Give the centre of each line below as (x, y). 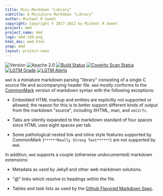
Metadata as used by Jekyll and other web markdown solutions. (77, 169)
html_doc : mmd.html (25, 42)
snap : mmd (15, 46)
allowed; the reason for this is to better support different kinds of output (85, 105)
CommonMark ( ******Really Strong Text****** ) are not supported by (84, 140)
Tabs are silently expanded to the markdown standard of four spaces (82, 120)
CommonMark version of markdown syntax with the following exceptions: (80, 90)
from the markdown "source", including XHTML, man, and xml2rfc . (80, 110)
